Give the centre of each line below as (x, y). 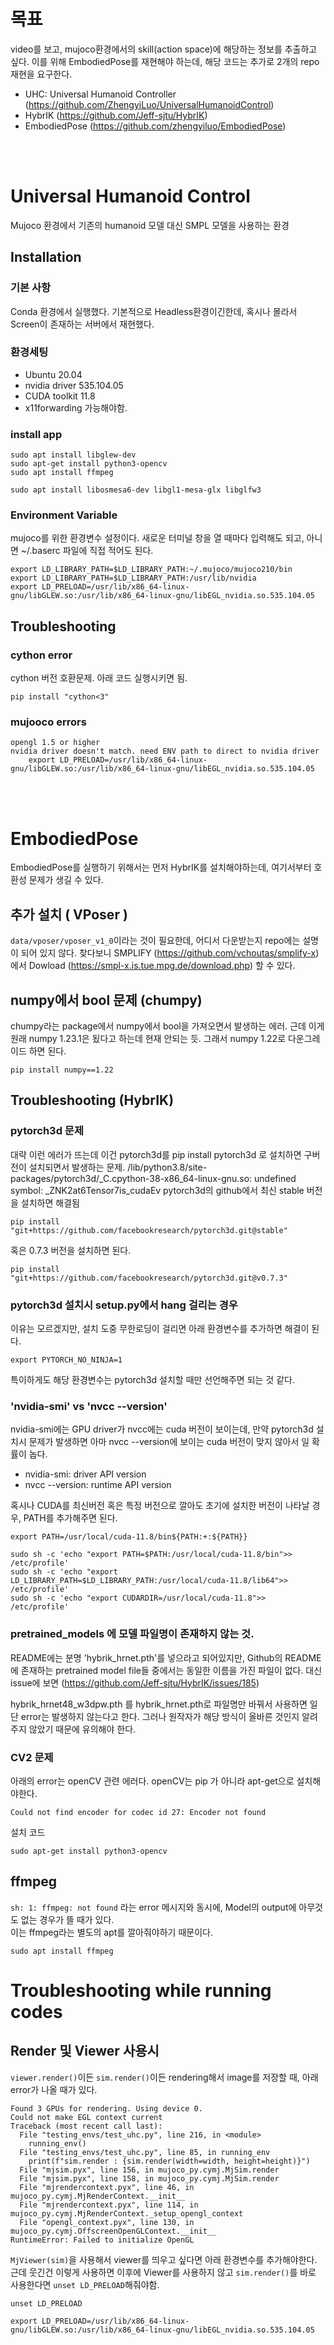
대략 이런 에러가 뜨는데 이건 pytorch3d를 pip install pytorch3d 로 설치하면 (156, 1154)
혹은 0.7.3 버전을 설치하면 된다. (71, 1250)
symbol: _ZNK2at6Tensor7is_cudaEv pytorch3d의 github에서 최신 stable (157, 1190)
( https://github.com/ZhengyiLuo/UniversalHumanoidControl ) (149, 104)
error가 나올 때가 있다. (54, 2089)
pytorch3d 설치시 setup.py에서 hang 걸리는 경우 (124, 1305)
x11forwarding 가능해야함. (76, 407)
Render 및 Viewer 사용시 (85, 2051)
